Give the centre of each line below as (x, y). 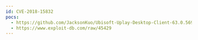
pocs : (12, 17)
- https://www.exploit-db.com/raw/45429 (61, 28)
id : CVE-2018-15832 (30, 11)
